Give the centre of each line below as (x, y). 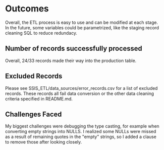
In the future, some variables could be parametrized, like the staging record (82, 27)
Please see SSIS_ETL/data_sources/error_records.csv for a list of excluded (82, 88)
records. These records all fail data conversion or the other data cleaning (80, 93)
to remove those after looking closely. (44, 142)
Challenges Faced (33, 114)
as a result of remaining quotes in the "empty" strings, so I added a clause (81, 137)
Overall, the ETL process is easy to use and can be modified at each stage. (82, 22)
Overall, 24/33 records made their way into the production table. (71, 61)
